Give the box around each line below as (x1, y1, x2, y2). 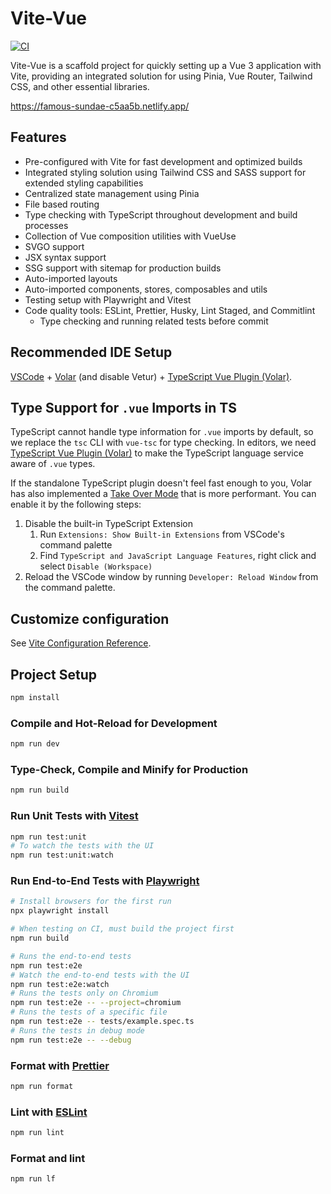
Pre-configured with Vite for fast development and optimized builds (24, 155, 303, 167)
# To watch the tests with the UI (10, 841, 155, 851)
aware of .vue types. (10, 458, 96, 470)
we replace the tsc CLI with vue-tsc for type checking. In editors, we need (10, 437, 317, 449)
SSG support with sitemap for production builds (24, 262, 222, 274)
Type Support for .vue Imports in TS (10, 399, 237, 416)
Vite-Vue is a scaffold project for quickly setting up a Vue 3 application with (10, 59, 322, 71)
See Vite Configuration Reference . (10, 637, 152, 649)
